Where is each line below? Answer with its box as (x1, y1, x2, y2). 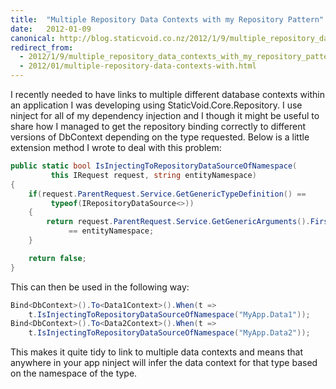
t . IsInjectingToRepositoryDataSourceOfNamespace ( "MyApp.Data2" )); (28, 328, 311, 338)
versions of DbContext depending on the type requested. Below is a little (10, 131, 310, 143)
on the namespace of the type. (10, 367, 138, 380)
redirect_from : (10, 42, 74, 53)
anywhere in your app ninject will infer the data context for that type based (10, 357, 318, 369)
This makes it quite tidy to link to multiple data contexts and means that (10, 346, 304, 358)
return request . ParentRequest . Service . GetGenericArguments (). (46, 217, 311, 227)
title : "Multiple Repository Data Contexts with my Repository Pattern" (10, 14, 325, 25)
